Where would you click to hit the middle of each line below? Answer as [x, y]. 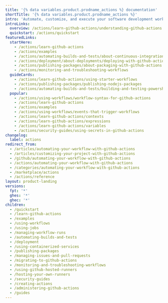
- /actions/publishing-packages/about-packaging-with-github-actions [88, 65]
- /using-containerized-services [44, 247]
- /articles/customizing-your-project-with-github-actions [72, 154]
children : [15, 205]
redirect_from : [21, 145]
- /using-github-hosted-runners [43, 270]
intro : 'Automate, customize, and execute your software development [79, 19]
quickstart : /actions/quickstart [44, 33]
